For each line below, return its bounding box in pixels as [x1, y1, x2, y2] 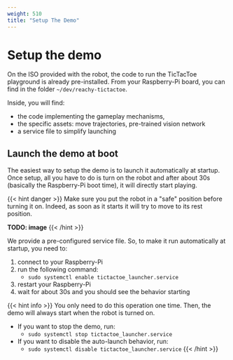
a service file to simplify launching [17, 127, 117, 135]
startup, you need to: [7, 244, 68, 253]
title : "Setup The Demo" [7, 17, 80, 24]
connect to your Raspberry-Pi [17, 258, 104, 267]
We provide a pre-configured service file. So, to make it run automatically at [7, 236, 226, 246]
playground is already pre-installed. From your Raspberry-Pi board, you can [7, 78, 225, 86]
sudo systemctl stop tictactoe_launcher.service [27, 331, 173, 338]
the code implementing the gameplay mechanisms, [17, 112, 165, 121]
